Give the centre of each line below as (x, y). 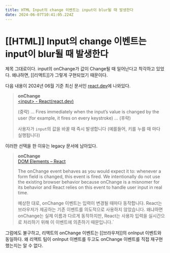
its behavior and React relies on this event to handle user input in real (90, 187)
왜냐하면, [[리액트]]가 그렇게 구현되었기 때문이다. (60, 75)
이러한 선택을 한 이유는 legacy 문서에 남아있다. (52, 146)
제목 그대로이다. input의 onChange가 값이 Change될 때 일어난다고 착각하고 (80, 69)
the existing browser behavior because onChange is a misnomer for (89, 182)
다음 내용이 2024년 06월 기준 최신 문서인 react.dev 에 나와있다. (68, 86)
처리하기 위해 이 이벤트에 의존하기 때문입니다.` (69, 222)
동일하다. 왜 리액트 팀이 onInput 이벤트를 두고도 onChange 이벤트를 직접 (77, 239)
